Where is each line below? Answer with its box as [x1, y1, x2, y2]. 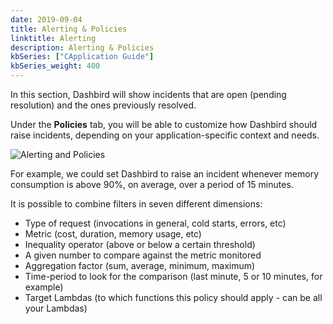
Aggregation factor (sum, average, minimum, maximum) [24, 260, 256, 271]
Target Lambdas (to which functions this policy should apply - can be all [24, 292, 323, 303]
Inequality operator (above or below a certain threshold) [24, 239, 256, 250]
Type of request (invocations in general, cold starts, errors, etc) [24, 217, 287, 229]
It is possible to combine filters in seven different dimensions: [10, 198, 263, 210]
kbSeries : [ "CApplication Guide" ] [10, 52, 155, 62]
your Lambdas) [24, 302, 88, 314]
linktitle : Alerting [10, 33, 97, 43]
